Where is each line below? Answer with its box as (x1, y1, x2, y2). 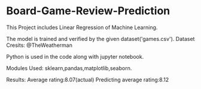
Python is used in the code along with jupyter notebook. (6, 53, 144, 60)
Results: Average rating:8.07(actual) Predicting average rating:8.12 (6, 76, 169, 83)
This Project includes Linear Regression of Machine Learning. (6, 24, 158, 31)
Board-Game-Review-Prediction (6, 4, 170, 18)
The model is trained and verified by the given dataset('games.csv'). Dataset (6, 35, 195, 42)
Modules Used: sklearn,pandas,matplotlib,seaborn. (6, 64, 132, 72)
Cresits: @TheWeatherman (6, 42, 73, 49)
